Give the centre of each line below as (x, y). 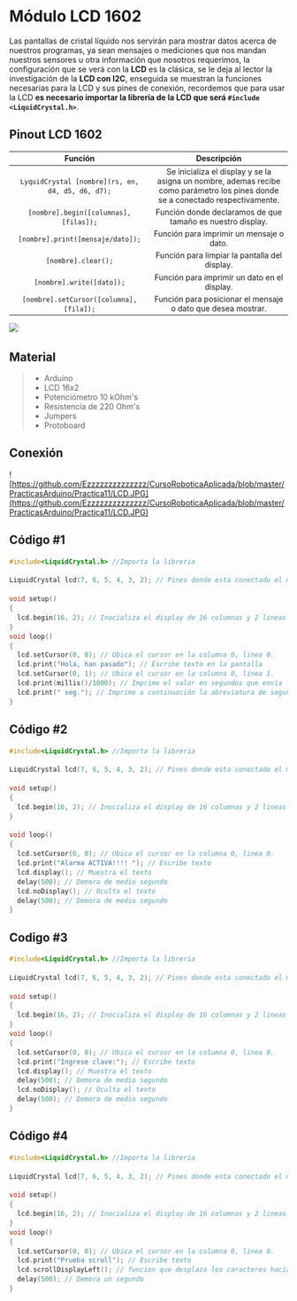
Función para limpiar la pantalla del (219, 255)
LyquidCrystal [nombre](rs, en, (80, 182)
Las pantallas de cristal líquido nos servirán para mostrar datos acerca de (143, 41)
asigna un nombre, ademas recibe (219, 181)
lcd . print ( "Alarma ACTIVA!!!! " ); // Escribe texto (114, 863)
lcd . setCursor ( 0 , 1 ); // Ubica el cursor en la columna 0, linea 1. (146, 674)
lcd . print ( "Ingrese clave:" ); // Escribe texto (107, 1062)
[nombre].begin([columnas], (80, 213)
